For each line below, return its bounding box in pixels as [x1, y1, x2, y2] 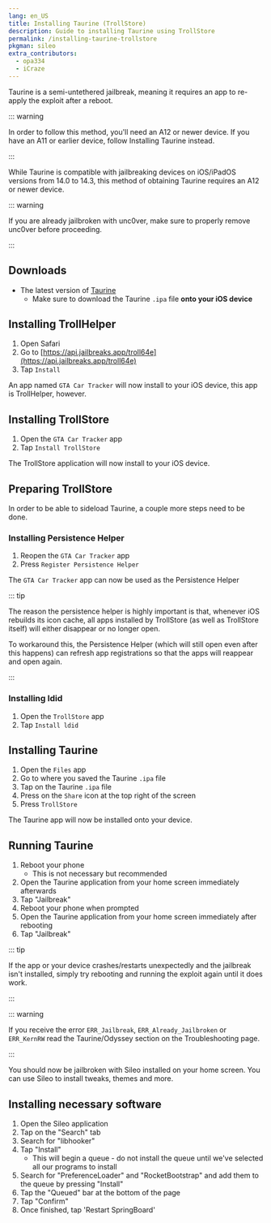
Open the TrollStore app [19, 711, 104, 721]
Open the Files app [19, 764, 87, 775]
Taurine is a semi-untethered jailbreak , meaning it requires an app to [8, 87, 236, 97]
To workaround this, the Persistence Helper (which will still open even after [8, 639, 259, 649]
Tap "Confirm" [19, 1196, 69, 1206]
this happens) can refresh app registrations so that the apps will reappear [8, 648, 253, 658]
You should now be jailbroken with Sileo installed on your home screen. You [8, 1065, 260, 1075]
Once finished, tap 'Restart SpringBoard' [19, 1205, 156, 1215]
